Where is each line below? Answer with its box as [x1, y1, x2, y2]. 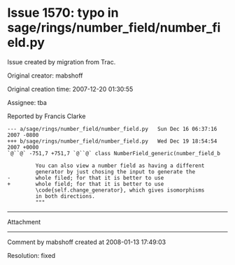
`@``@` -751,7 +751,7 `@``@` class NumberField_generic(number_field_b [7, 150, 220, 157]
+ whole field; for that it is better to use [7, 180, 164, 187]
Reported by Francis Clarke [7, 112, 86, 120]
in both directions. [35, 192, 96, 200]
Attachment [7, 217, 41, 226]
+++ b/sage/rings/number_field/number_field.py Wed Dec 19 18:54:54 [7, 138, 218, 145]
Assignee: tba [7, 98, 48, 106]
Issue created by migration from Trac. [7, 57, 116, 66]
